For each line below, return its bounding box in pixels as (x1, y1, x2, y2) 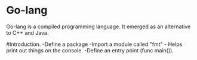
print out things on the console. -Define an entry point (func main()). (6, 46, 174, 54)
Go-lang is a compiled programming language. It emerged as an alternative (6, 23, 191, 30)
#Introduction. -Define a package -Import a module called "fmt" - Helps (6, 41, 183, 48)
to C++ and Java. (6, 29, 49, 36)
